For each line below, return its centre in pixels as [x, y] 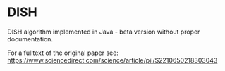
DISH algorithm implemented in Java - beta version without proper [104, 32]
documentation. [30, 39]
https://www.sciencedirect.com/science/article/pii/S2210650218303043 [112, 60]
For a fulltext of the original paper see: [63, 53]
